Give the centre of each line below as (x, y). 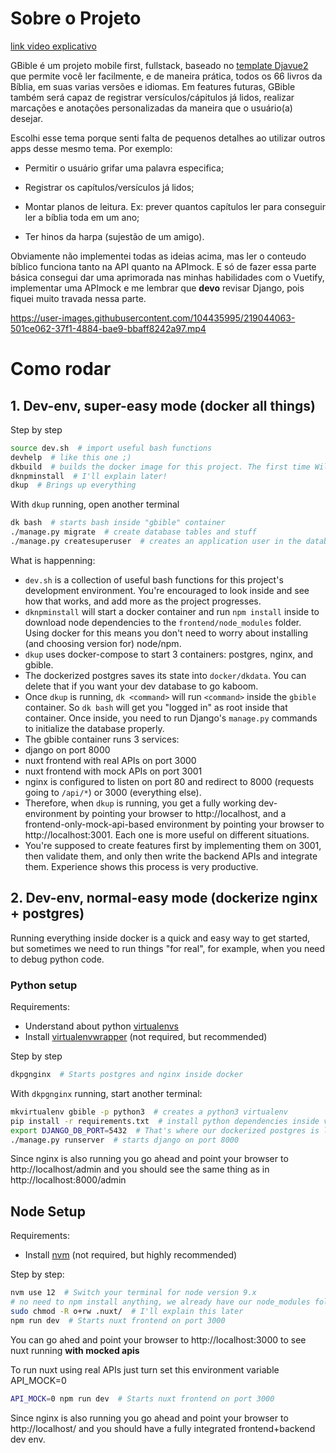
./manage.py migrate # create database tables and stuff (133, 532)
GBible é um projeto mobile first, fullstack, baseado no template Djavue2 (159, 65)
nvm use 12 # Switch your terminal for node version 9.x (133, 1293)
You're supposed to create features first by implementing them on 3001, (173, 845)
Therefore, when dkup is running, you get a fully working (140, 803)
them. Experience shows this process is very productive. (141, 866)
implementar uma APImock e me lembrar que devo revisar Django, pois (157, 288)
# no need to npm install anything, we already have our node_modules (160, 1302)
